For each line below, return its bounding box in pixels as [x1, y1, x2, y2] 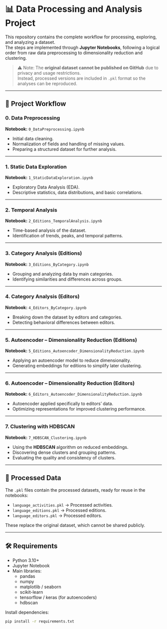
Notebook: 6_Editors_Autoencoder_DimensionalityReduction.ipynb [5, 391, 143, 397]
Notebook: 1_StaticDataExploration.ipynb [5, 174, 93, 180]
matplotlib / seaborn [19, 584, 61, 590]
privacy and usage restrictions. [17, 70, 81, 76]
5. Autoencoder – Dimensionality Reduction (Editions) [5, 336, 138, 343]
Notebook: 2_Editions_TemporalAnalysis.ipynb [5, 218, 102, 224]
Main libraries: [12, 568, 42, 574]
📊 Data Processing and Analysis [5, 3, 143, 15]
